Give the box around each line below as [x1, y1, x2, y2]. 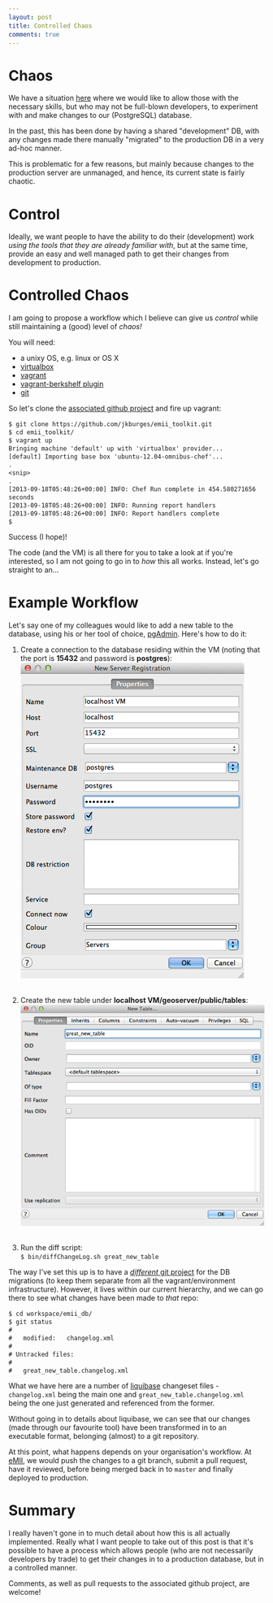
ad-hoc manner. [8, 143, 63, 154]
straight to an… [8, 565, 59, 575]
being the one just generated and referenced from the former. [8, 1398, 215, 1408]
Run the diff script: [19, 1243, 83, 1253]
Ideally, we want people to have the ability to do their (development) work [8, 232, 254, 241]
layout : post [8, 13, 53, 21]
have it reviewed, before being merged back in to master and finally [8, 1464, 233, 1475]
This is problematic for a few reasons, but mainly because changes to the [8, 159, 254, 169]
